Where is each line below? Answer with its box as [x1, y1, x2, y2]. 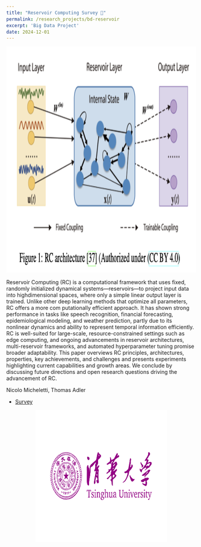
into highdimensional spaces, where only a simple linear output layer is [6, 291, 182, 299]
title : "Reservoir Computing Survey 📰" [6, 10, 107, 16]
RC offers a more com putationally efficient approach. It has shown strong [6, 305, 190, 312]
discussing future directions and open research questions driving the [6, 368, 178, 376]
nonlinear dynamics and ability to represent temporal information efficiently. [6, 323, 194, 331]
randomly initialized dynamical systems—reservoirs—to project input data [6, 285, 190, 292]
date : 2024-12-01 [6, 29, 50, 35]
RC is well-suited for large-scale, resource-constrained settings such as [6, 330, 185, 337]
